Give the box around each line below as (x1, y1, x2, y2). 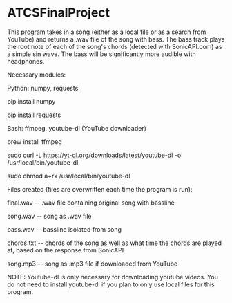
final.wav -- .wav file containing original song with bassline (7, 199, 175, 207)
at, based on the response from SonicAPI (7, 246, 124, 254)
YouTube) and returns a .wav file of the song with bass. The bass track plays (7, 35, 225, 43)
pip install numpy (7, 97, 56, 105)
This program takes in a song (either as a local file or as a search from (7, 28, 206, 36)
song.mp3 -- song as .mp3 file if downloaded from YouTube (7, 259, 178, 268)
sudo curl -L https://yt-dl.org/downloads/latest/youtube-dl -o (7, 151, 182, 159)
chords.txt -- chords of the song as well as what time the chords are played (7, 239, 222, 247)
